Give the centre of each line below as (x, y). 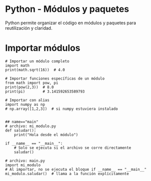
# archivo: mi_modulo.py (31, 126)
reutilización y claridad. (29, 28)
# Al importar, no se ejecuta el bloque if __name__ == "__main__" (76, 169)
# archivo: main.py (25, 161)
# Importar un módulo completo (37, 61)
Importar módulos (43, 48)
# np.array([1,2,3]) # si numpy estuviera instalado (62, 109)
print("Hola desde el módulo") (46, 135)
